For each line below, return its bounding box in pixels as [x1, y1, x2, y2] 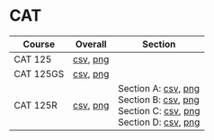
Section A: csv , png [118, 82, 201, 94]
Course [22, 38, 56, 50]
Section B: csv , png [118, 93, 200, 106]
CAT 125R [13, 99, 58, 111]
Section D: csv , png [118, 116, 201, 128]
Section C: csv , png [118, 104, 201, 117]
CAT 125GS [13, 67, 65, 80]
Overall [75, 38, 107, 50]
